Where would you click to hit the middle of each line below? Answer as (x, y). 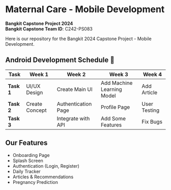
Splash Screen (28, 161)
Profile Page (116, 107)
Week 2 (76, 74)
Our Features (26, 143)
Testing (151, 110)
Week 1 (39, 74)
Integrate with (73, 118)
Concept (36, 110)
